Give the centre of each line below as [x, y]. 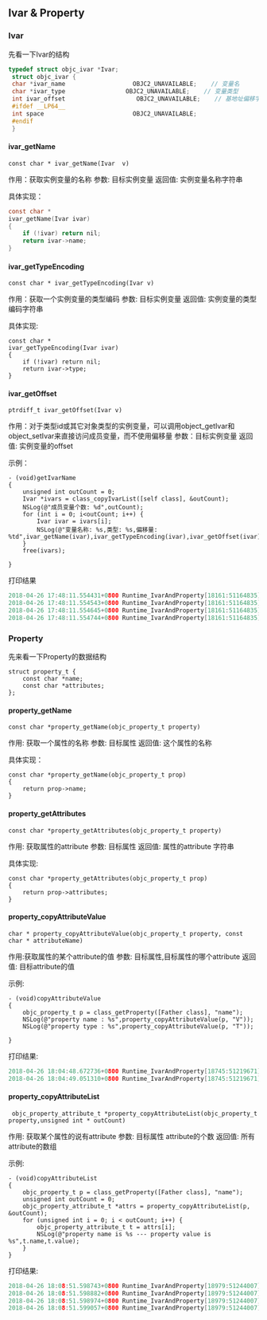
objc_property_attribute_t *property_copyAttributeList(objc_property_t [135, 1114]
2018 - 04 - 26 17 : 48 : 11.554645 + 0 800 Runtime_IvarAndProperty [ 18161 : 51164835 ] [135, 611]
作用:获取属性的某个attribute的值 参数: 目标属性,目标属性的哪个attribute [124, 957]
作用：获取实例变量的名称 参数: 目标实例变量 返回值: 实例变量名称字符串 [126, 179]
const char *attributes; [64, 686]
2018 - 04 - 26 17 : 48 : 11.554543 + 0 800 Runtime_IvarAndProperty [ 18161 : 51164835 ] [135, 603]
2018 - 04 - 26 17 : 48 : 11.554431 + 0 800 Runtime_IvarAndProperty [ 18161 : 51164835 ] [135, 596]
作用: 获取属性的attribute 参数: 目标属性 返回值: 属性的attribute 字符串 [121, 846]
